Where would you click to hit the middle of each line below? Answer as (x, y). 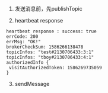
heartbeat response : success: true (51, 31)
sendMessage (32, 84)
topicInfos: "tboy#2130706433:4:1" (50, 57)
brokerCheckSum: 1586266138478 (45, 47)
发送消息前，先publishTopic (49, 9)
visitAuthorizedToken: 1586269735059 (55, 68)
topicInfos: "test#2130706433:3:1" (50, 52)
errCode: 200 (22, 37)
